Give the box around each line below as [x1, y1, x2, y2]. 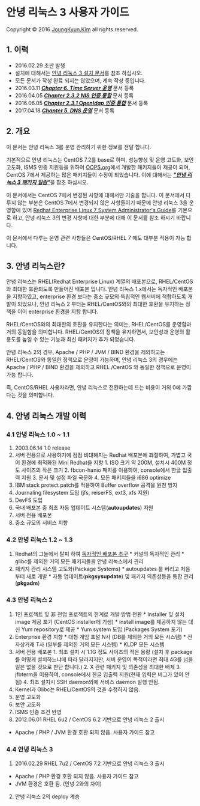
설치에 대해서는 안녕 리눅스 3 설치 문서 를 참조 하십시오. [14, 69, 143, 76]
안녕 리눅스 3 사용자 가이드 [6, 5, 129, 19]
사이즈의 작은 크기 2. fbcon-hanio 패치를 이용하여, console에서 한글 [21, 466, 181, 474]
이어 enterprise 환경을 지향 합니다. [17, 308, 99, 316]
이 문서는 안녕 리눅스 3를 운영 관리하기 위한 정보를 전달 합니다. [6, 143, 151, 150]
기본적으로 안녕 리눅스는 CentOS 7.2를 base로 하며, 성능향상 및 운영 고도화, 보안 [6, 156, 194, 163]
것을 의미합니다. [17, 391, 54, 398]
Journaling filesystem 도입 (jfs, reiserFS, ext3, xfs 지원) [14, 489, 150, 496]
